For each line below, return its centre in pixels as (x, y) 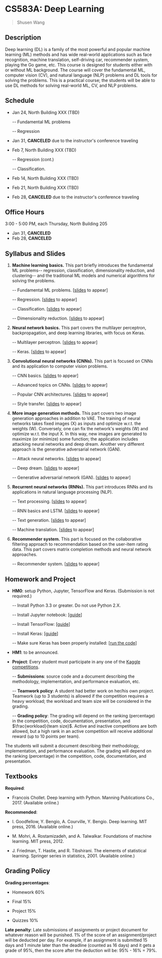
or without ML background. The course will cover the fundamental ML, (75, 70)
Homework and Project (40, 579)
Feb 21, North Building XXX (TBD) (45, 187)
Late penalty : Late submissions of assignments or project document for (77, 929)
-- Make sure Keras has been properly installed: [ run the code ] (74, 643)
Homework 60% (28, 892)
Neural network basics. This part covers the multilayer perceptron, (79, 328)
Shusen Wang (31, 22)
